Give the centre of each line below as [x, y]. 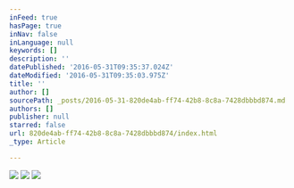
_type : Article [38, 142]
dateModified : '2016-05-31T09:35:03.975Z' [89, 76]
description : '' [39, 59]
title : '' [28, 84]
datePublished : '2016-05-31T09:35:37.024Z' [92, 68]
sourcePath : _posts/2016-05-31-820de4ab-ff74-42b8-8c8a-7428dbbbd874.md [147, 100]
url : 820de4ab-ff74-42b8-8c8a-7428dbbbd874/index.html [113, 134]
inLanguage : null [42, 42]
